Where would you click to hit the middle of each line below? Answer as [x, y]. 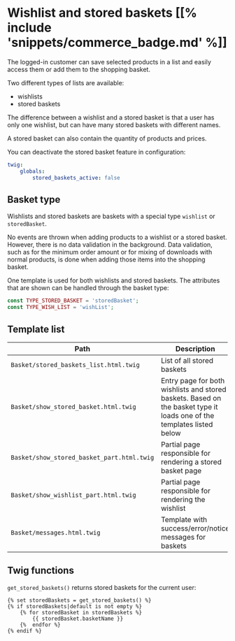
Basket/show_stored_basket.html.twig [73, 406]
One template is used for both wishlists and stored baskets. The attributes [114, 280]
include [29, 28]
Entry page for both [193, 380]
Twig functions [41, 571]
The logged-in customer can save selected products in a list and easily [109, 62]
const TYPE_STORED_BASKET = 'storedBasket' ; [73, 301]
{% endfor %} [40, 625]
